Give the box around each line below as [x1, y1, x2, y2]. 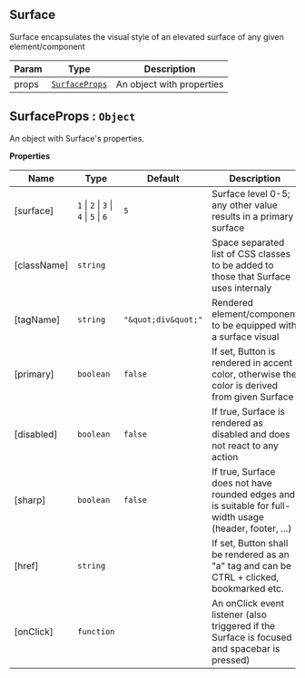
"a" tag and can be [212, 559, 292, 572]
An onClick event [212, 596, 284, 609]
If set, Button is [212, 345, 276, 358]
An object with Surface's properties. [9, 133, 145, 143]
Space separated [212, 236, 285, 249]
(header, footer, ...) [212, 522, 292, 535]
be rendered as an [212, 548, 290, 561]
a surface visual [212, 330, 280, 343]
